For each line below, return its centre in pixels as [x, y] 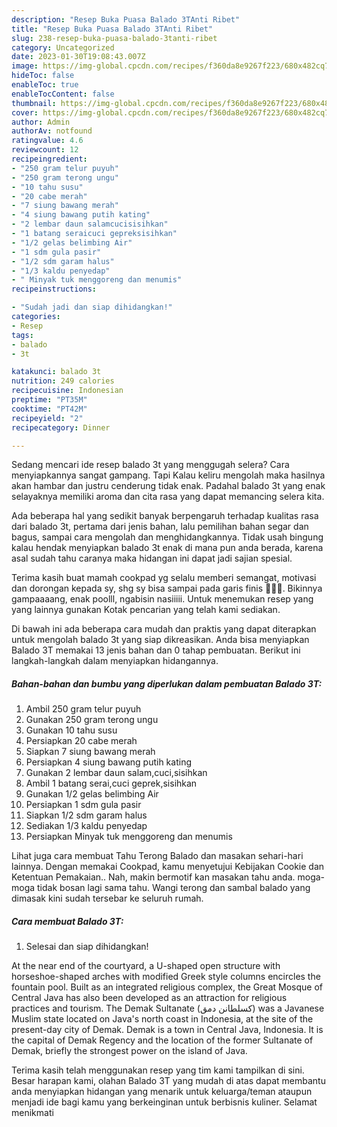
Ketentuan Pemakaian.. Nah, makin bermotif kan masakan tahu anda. [153, 877]
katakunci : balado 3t [56, 372]
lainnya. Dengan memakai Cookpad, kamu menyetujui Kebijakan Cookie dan [168, 867]
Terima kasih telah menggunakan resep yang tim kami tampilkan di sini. [158, 1070]
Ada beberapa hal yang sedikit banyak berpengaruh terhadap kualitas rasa [165, 516]
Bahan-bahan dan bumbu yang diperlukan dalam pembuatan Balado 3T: [167, 683]
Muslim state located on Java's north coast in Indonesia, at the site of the [162, 1019]
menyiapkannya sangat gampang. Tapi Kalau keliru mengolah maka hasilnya [168, 475]
